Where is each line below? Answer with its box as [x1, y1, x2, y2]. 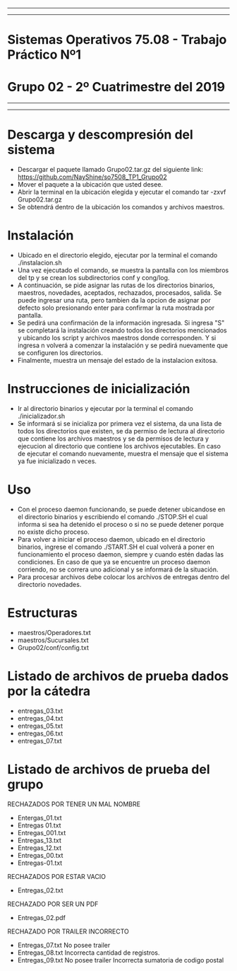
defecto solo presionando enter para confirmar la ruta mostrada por [17, 303, 215, 312]
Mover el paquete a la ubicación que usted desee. [17, 180, 164, 189]
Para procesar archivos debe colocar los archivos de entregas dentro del [17, 572, 230, 581]
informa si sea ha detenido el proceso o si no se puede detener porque [17, 520, 224, 528]
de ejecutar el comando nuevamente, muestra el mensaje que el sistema [17, 449, 229, 458]
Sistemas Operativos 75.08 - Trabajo [7, 32, 227, 48]
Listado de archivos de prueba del [7, 761, 210, 777]
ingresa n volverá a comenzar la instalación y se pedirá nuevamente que [17, 341, 229, 349]
